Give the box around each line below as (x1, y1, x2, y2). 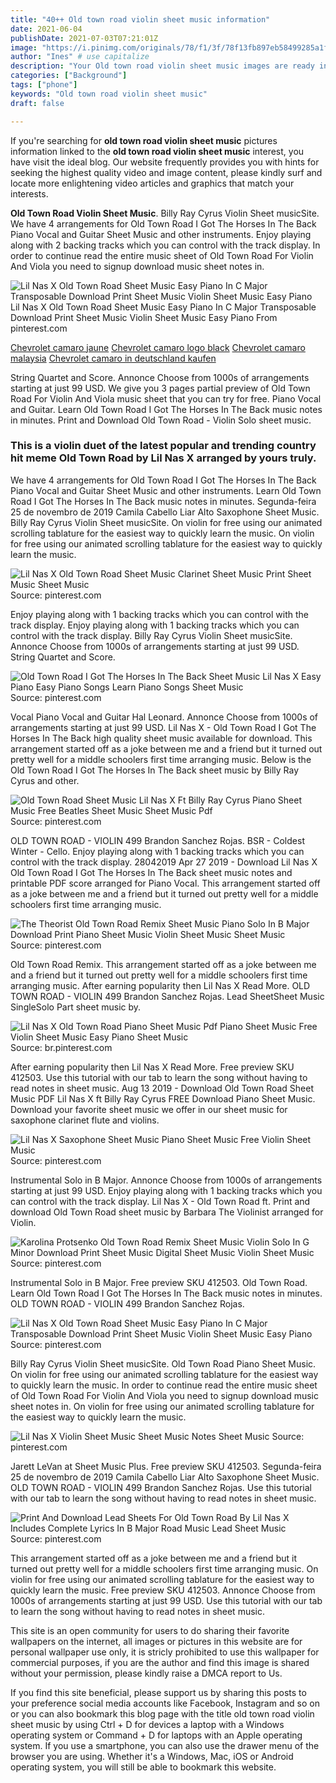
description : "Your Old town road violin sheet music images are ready (10, 61, 315, 71)
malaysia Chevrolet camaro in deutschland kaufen (10, 352, 217, 364)
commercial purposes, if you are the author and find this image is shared (10, 1656, 310, 1668)
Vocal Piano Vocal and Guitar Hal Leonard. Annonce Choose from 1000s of (10, 711, 319, 723)
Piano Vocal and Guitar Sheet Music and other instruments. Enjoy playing (10, 228, 312, 240)
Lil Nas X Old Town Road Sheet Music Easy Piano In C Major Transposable (10, 301, 317, 313)
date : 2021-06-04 (10, 24, 83, 34)
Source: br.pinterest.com (10, 1041, 113, 1053)
